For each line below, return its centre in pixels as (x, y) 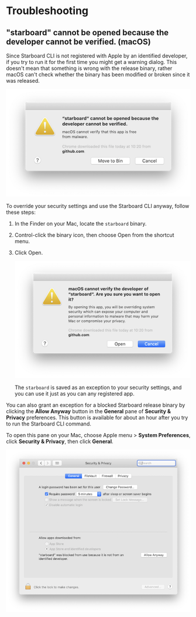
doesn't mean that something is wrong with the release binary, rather (89, 68)
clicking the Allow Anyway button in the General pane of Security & (89, 411)
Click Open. (29, 252)
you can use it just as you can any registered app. (74, 393)
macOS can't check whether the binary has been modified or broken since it (98, 74)
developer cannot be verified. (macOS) (78, 41)
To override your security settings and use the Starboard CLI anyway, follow (98, 206)
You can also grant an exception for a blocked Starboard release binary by (96, 405)
